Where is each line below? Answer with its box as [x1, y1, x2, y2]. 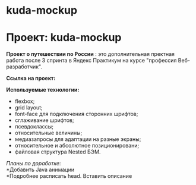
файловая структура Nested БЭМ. [14, 148, 101, 155]
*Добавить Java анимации [6, 166, 74, 173]
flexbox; [14, 98, 35, 105]
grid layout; [14, 104, 43, 111]
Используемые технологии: [6, 86, 80, 93]
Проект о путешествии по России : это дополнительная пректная [6, 51, 175, 58]
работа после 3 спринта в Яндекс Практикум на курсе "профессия [6, 57, 177, 64]
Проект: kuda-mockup [6, 31, 122, 45]
